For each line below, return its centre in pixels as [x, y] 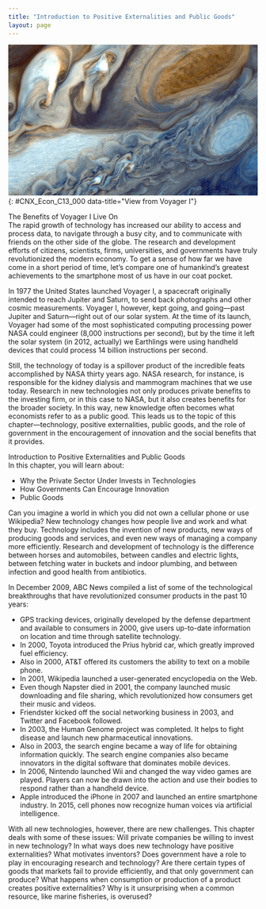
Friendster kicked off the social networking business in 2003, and [127, 712]
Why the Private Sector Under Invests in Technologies [108, 480]
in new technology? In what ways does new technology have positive [121, 845]
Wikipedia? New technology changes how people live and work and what [127, 521]
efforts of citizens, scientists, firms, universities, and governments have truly [133, 250]
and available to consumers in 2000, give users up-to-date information [135, 628]
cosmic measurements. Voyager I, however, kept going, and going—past [127, 308]
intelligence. [40, 813]
